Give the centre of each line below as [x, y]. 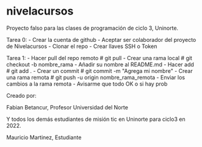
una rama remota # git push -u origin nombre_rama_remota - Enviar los [96, 77]
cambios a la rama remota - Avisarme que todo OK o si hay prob [87, 84]
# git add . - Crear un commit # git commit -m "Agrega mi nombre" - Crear [100, 70]
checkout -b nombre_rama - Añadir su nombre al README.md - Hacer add [100, 64]
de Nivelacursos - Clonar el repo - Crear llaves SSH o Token [82, 46]
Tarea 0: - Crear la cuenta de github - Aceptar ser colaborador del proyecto [101, 39]
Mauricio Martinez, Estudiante [44, 137]
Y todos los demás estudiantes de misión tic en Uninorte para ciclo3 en [96, 119]
